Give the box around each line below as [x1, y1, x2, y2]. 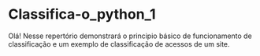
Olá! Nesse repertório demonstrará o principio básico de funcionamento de [8, 31, 252, 40]
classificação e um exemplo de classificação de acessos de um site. [8, 39, 230, 48]
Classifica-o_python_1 [8, 5, 156, 23]
